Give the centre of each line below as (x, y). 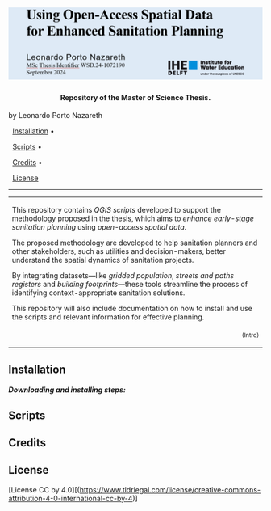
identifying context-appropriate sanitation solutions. (98, 293)
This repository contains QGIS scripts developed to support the (117, 209)
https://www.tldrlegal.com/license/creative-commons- (170, 489)
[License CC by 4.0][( (44, 489)
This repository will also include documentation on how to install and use (132, 308)
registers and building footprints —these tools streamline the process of (130, 284)
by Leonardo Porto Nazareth (56, 116)
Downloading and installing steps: (67, 390)
